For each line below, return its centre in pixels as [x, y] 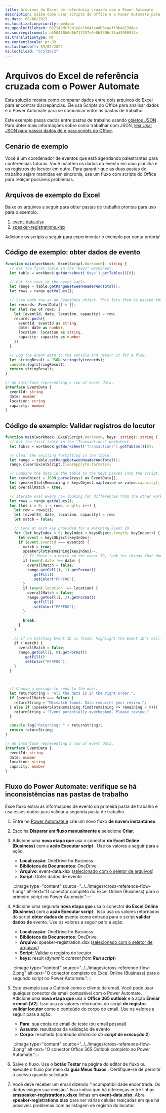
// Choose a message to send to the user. [54, 689]
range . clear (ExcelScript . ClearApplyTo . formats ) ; [61, 464]
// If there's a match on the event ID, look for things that [88, 556]
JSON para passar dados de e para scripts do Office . [59, 131]
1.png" [19, 891]
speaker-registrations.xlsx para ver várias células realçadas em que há [86, 1100]
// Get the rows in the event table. [48, 282]
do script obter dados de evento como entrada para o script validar [81, 917]
